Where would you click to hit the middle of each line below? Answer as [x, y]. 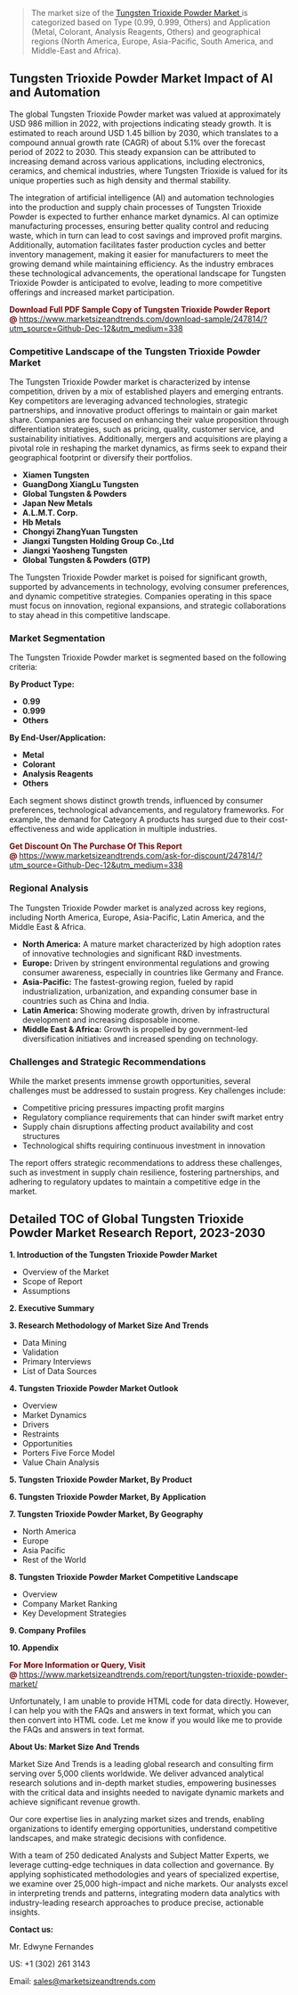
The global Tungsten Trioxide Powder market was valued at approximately [145, 114]
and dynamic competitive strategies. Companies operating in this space [141, 597]
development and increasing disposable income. [111, 1020]
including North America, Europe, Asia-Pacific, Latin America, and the [137, 917]
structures [41, 1136]
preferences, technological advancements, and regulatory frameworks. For [147, 810]
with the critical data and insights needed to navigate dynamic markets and [147, 1792]
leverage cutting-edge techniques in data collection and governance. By [141, 1864]
